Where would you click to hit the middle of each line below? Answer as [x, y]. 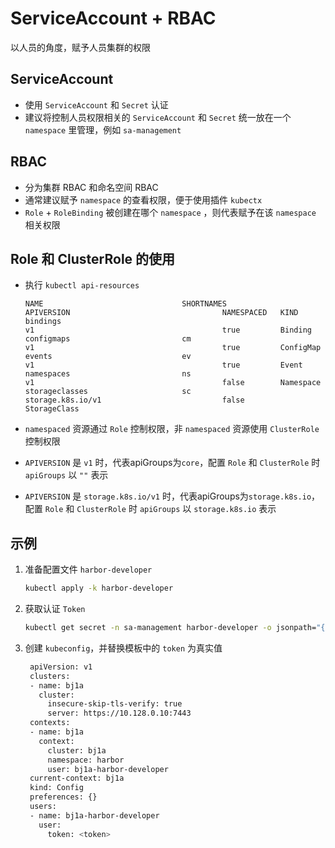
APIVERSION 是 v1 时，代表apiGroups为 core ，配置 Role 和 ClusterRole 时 [172, 463]
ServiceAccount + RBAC [113, 18]
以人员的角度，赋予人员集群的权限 [80, 47]
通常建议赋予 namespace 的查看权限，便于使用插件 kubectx [143, 199]
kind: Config [56, 788]
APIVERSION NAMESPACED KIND [161, 313]
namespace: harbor [86, 760]
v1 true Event [163, 365]
